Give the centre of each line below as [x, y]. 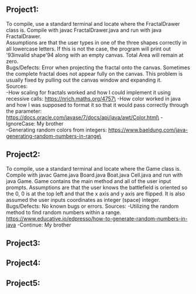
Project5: [23, 283]
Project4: [23, 263]
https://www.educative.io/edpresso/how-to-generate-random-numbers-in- [97, 218]
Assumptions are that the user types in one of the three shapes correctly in [97, 42]
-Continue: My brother [44, 225]
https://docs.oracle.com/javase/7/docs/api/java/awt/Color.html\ [83, 117]
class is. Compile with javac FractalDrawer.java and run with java [84, 30]
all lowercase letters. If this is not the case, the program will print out [89, 49]
